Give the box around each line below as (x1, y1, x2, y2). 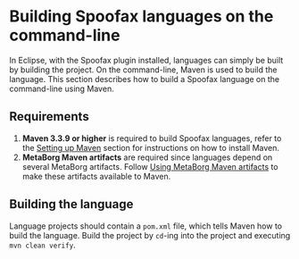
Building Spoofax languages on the (9, 6, 274, 27)
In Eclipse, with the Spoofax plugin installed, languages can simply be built (9, 54, 284, 65)
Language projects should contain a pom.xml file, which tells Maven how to (9, 221, 283, 231)
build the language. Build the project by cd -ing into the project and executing (9, 230, 291, 240)
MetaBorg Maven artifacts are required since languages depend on (21, 152, 273, 163)
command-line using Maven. (9, 83, 114, 94)
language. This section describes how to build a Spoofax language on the (9, 73, 279, 84)
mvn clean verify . (9, 239, 76, 250)
